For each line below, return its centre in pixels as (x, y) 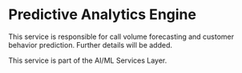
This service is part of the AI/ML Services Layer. (88, 60)
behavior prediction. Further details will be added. (91, 44)
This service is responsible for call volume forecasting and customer (121, 36)
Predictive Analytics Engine (102, 15)
